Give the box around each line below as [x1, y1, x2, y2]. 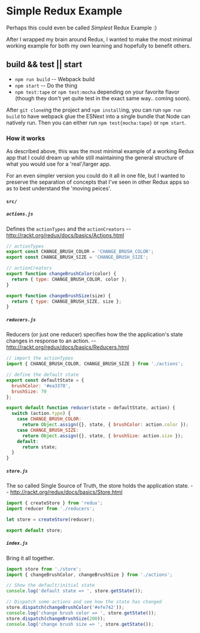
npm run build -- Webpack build [14, 75, 95, 82]
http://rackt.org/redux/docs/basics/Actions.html [6, 231, 125, 238]
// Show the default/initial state [6, 583, 95, 589]
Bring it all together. [6, 554, 55, 562]
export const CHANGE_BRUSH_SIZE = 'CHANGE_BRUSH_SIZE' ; [6, 254, 149, 261]
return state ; [22, 444, 58, 450]
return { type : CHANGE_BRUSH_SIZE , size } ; [11, 298, 122, 304]
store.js [6, 468, 28, 474]
